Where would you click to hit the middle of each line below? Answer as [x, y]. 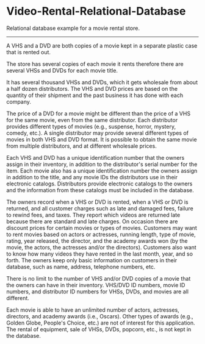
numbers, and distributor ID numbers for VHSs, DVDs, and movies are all [98, 292]
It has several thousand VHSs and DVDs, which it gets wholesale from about [102, 82]
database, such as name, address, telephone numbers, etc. [81, 267]
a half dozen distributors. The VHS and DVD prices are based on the [92, 88]
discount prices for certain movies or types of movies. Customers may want [102, 228]
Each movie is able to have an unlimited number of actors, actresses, [93, 310]
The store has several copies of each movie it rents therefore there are [95, 64]
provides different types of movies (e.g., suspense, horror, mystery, [91, 126]
